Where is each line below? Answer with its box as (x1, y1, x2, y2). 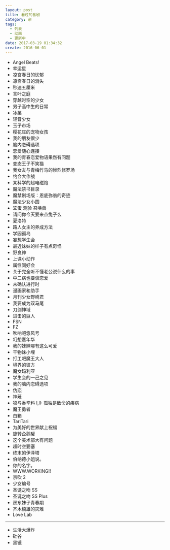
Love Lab (12, 511, 32, 517)
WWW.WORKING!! (12, 468, 52, 474)
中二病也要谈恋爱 (12, 275, 49, 281)
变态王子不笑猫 (12, 160, 44, 167)
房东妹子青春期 (12, 499, 44, 505)
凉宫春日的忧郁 (12, 72, 44, 78)
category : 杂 (5, 17, 32, 22)
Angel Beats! (12, 59, 39, 65)
